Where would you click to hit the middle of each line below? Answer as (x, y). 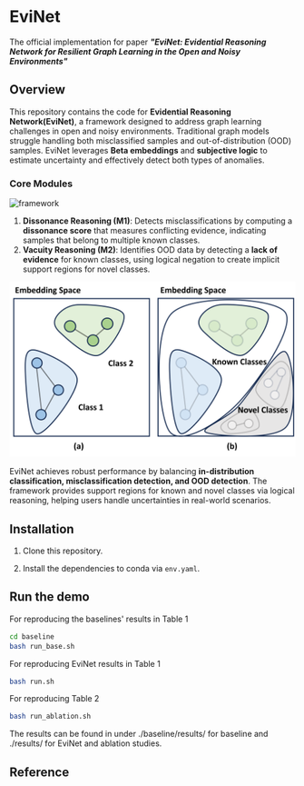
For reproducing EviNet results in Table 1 (85, 663)
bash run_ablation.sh (50, 716)
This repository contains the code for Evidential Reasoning (120, 112)
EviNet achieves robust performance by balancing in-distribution (132, 472)
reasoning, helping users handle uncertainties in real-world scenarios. (140, 501)
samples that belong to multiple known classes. (111, 240)
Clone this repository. (63, 551)
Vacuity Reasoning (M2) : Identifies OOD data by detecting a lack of (150, 250)
